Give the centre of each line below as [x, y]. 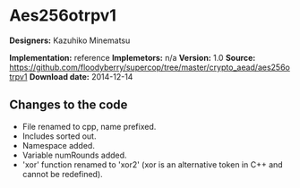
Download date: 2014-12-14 [81, 76]
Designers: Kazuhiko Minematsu [70, 40]
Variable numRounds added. [74, 155]
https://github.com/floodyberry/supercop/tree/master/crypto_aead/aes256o [150, 67]
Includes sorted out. [59, 136]
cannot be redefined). [62, 174]
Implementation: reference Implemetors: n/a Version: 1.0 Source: [133, 57]
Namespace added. [59, 145]
